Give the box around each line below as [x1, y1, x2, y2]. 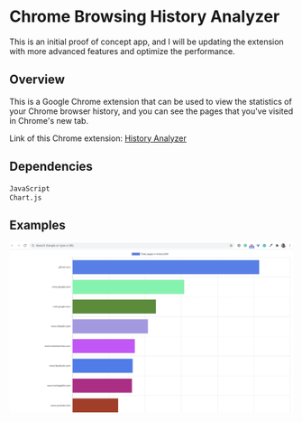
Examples [9, 217, 66, 232]
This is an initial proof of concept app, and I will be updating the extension [9, 36, 284, 47]
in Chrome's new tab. [9, 115, 88, 126]
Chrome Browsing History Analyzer [9, 6, 280, 27]
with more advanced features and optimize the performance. [9, 45, 236, 56]
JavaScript [9, 183, 50, 193]
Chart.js [9, 192, 42, 202]
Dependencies [9, 159, 93, 174]
